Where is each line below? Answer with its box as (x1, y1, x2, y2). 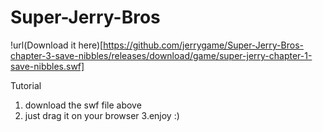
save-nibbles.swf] (10, 60, 85, 72)
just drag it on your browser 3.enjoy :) (24, 109, 180, 121)
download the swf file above (24, 99, 142, 111)
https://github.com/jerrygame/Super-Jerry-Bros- (103, 39, 304, 51)
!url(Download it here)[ (10, 39, 104, 51)
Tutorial (10, 79, 42, 91)
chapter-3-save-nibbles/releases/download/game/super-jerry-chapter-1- (10, 49, 313, 61)
